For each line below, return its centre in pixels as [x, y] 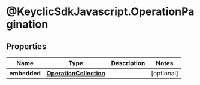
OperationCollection [76, 73]
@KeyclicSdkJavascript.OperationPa [100, 12]
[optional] [164, 73]
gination [27, 24]
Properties [26, 46]
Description [128, 63]
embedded [25, 73]
